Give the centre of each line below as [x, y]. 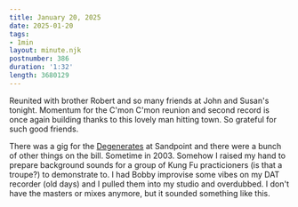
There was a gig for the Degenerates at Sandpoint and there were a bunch [145, 146]
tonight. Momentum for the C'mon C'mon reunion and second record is [139, 110]
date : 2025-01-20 [41, 26]
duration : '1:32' [41, 68]
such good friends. [44, 129]
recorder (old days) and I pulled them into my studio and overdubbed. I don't [149, 184]
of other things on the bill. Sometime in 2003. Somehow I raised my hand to [148, 155]
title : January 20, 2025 [55, 17]
